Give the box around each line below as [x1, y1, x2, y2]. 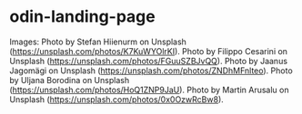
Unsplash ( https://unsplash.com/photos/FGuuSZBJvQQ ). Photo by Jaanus [9, 55, 288, 66]
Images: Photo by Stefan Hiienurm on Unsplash [9, 36, 186, 47]
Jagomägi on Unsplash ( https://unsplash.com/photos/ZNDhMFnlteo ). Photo [9, 65, 293, 76]
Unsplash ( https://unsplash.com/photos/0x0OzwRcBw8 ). [9, 93, 225, 105]
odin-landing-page [9, 6, 156, 27]
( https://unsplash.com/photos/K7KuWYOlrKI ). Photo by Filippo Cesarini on [9, 45, 288, 56]
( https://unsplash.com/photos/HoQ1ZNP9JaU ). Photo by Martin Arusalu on [9, 84, 289, 95]
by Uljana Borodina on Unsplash [9, 74, 130, 85]
